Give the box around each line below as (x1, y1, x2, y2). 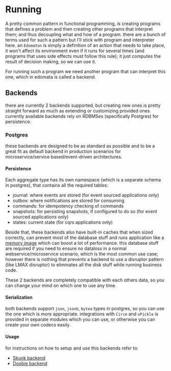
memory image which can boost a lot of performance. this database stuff (5, 240, 159, 246)
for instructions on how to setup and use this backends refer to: (5, 345, 139, 351)
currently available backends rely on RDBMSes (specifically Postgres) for (5, 113, 159, 119)
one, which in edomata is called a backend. (5, 74, 96, 80)
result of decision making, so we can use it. (5, 58, 97, 64)
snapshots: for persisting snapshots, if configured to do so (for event (12, 208, 157, 215)
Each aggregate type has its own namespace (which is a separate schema (5, 177, 161, 183)
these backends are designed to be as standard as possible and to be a (5, 143, 155, 149)
